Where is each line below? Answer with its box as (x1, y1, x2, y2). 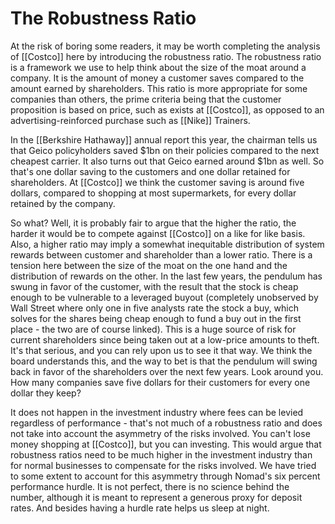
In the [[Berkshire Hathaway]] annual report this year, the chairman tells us (10, 133, 318, 146)
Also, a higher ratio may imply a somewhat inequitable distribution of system (10, 238, 325, 250)
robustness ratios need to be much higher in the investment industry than (10, 448, 313, 461)
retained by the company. (10, 197, 116, 209)
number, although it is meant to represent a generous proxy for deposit (10, 491, 303, 503)
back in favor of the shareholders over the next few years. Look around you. (10, 365, 324, 377)
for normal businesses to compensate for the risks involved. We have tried (10, 459, 317, 471)
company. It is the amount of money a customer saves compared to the (10, 72, 305, 84)
